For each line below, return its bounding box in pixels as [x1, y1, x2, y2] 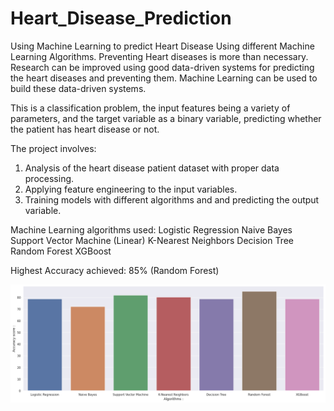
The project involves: [10, 142, 97, 154]
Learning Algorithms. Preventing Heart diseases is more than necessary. [10, 50, 309, 62]
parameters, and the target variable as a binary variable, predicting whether [10, 112, 322, 124]
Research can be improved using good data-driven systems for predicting [10, 61, 315, 73]
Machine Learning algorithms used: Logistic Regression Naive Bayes [10, 223, 293, 236]
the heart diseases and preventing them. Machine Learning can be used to [10, 72, 318, 84]
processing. [24, 172, 75, 184]
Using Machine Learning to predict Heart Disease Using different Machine [10, 40, 315, 52]
